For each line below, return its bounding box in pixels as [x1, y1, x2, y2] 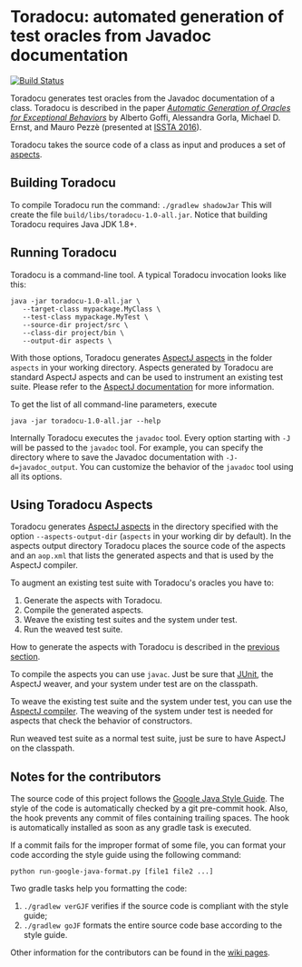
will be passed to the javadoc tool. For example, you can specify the [10, 442, 264, 453]
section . [10, 652, 41, 663]
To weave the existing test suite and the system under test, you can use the [10, 696, 293, 707]
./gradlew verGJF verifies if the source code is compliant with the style [23, 901, 289, 912]
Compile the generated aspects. [23, 604, 144, 615]
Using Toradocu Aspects [10, 497, 153, 513]
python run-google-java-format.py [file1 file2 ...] [10, 867, 214, 876]
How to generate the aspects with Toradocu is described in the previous [10, 642, 280, 653]
